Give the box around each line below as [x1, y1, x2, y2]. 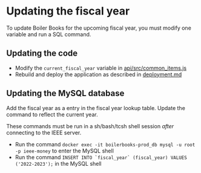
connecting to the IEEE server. [6, 129, 82, 136]
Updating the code [6, 48, 78, 59]
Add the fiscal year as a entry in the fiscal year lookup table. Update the [6, 104, 186, 111]
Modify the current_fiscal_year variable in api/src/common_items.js [15, 64, 186, 71]
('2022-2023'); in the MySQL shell [15, 160, 102, 167]
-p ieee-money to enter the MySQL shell [15, 147, 114, 154]
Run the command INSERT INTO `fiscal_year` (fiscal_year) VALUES [15, 153, 188, 161]
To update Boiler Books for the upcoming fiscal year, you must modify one [6, 24, 192, 31]
